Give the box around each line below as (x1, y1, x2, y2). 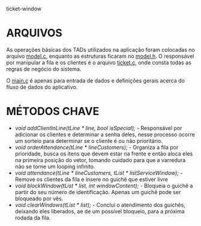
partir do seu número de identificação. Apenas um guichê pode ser (14, 188, 181, 195)
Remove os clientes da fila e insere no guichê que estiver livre (14, 175, 168, 183)
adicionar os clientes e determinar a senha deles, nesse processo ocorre (14, 131, 195, 138)
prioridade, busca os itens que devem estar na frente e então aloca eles (14, 150, 193, 157)
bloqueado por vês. (14, 195, 64, 202)
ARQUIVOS (6, 27, 63, 40)
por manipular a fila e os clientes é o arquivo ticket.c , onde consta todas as (6, 58, 192, 66)
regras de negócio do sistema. (6, 65, 82, 72)
